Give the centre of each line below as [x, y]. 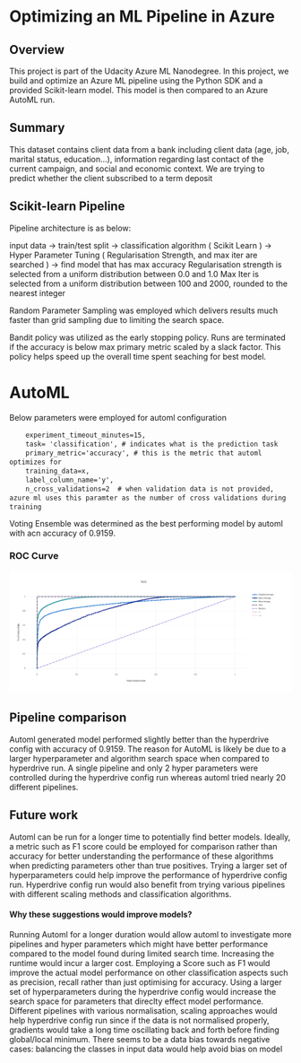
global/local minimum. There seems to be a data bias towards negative [140, 1039]
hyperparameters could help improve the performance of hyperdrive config [148, 875]
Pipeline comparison [68, 718]
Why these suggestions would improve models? [101, 915]
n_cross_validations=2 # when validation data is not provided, [150, 489]
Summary [37, 128]
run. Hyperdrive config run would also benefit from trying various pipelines [147, 884]
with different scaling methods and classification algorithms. [120, 893]
